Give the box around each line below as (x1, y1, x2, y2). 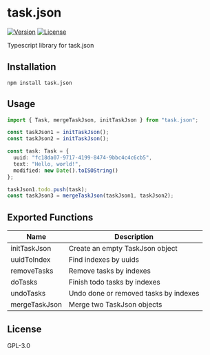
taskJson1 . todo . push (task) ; (7, 186, 88, 193)
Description (114, 232, 154, 242)
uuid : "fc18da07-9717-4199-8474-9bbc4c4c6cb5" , (13, 154, 153, 162)
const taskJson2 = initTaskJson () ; (7, 135, 109, 142)
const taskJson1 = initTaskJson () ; (7, 129, 109, 136)
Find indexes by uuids (68, 255, 140, 265)
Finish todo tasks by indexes (68, 278, 160, 287)
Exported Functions (7, 211, 94, 223)
